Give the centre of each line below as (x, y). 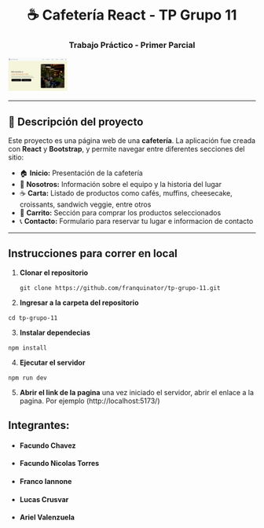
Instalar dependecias (55, 332)
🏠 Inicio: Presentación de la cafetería (81, 173)
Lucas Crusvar (44, 499)
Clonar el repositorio (54, 273)
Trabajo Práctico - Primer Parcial (132, 46)
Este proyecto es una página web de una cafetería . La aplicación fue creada (132, 141)
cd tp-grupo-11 (33, 318)
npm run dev (27, 378)
